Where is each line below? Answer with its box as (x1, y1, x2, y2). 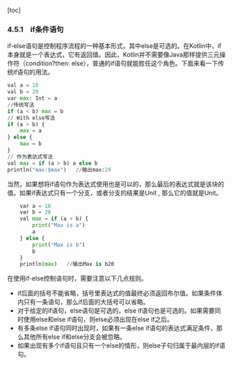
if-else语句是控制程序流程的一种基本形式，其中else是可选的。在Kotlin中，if (7, 42, 222, 50)
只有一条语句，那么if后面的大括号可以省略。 (23, 298, 150, 306)
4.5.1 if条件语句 (7, 24, 64, 34)
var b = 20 (19, 209, 51, 216)
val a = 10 (7, 82, 39, 89)
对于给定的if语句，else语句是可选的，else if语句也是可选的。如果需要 (17, 306, 216, 315)
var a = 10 (19, 202, 51, 209)
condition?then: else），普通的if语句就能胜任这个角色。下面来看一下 (25, 59, 218, 68)
